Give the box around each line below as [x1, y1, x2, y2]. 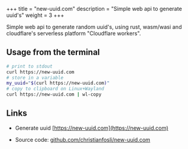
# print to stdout [6, 63, 53, 69]
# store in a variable [6, 74, 64, 81]
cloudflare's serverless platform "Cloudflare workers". [6, 30, 141, 37]
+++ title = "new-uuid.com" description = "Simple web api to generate [6, 5, 183, 12]
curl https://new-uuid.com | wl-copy [6, 91, 102, 98]
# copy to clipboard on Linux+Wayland [6, 86, 104, 92]
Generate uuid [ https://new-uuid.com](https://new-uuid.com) [15, 124, 169, 131]
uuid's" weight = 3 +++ [6, 12, 65, 19]
